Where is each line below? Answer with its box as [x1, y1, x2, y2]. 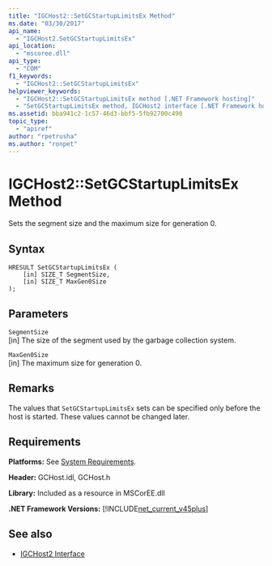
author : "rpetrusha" [8, 132, 79, 140]
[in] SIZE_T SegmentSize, [23, 270, 111, 279]
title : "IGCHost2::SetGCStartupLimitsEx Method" [8, 11, 176, 20]
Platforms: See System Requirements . [8, 457, 136, 466]
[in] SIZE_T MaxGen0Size [23, 278, 107, 286]
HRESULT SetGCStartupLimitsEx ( [8, 264, 117, 272]
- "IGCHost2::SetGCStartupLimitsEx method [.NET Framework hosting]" [15, 95, 255, 103]
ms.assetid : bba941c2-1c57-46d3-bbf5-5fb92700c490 [8, 110, 183, 118]
